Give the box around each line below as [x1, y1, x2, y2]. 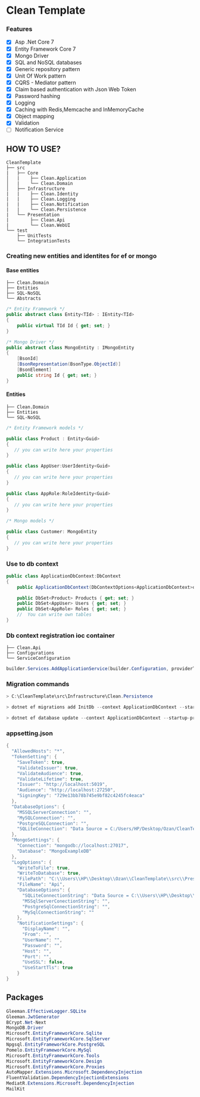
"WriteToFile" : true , [17, 865, 70, 871]
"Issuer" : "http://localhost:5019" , [17, 782, 108, 788]
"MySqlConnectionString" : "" [21, 909, 95, 915]
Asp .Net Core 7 [14, 38, 55, 45]
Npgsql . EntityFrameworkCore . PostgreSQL [6, 1041, 105, 1047]
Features [6, 25, 33, 33]
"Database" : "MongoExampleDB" [17, 848, 92, 854]
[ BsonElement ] [17, 367, 52, 373]
